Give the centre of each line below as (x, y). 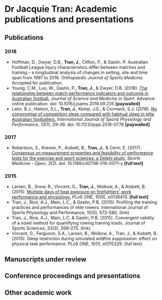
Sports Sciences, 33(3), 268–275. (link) (51, 228)
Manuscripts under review (45, 259)
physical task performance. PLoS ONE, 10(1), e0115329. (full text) (77, 244)
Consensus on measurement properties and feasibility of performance (82, 153)
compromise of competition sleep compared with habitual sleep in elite (83, 114)
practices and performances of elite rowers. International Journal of (80, 208)
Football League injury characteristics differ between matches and (78, 67)
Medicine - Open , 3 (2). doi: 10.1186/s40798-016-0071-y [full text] (77, 163)
